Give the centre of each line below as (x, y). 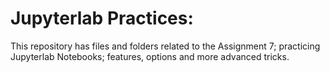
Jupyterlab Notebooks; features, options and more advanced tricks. (150, 56)
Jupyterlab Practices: (102, 18)
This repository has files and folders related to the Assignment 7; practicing (165, 46)
